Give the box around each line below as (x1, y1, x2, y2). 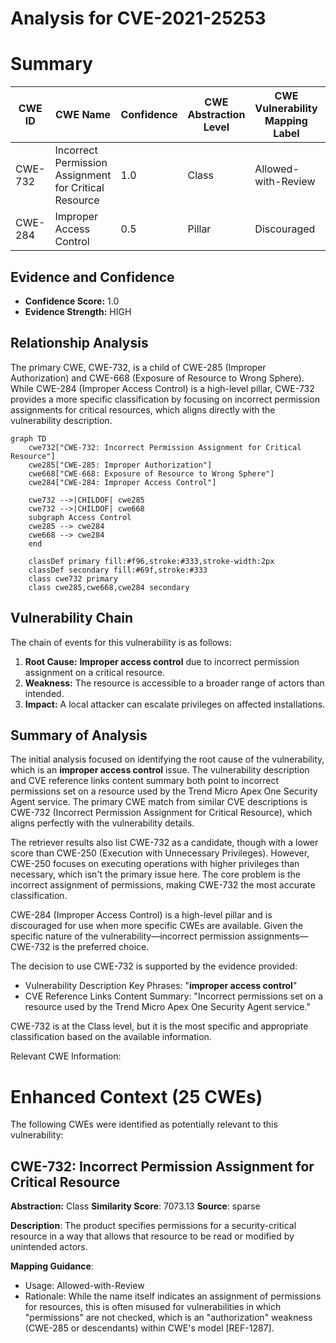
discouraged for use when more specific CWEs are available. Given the (10, 920, 304, 932)
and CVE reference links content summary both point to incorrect (10, 775, 280, 787)
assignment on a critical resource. (24, 666, 165, 678)
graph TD (10, 433, 47, 444)
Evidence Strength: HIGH (24, 305, 132, 317)
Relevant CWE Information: (10, 1050, 122, 1062)
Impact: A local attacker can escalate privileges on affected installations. (24, 698, 326, 710)
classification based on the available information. (10, 1031, 212, 1043)
